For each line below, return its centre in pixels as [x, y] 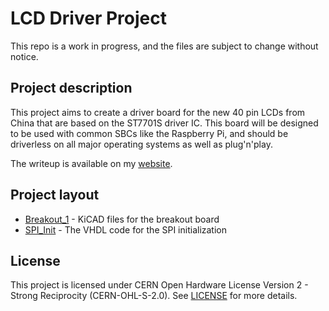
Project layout [55, 195]
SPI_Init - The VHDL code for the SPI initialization [126, 229]
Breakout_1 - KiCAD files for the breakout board [122, 219]
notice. [24, 56]
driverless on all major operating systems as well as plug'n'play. [141, 144]
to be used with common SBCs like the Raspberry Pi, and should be [149, 133]
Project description [71, 88]
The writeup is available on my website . [91, 163]
